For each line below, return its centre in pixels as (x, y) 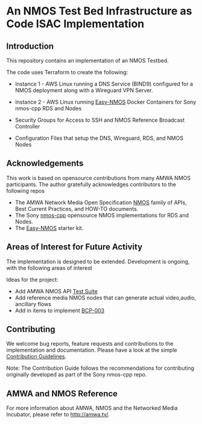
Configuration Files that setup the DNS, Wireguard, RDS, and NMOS (99, 138)
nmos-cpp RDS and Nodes (48, 108)
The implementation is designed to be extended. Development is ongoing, (98, 261)
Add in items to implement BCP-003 (59, 310)
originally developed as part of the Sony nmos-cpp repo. (77, 375)
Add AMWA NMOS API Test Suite (56, 291)
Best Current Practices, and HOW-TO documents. (77, 208)
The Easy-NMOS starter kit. (49, 228)
